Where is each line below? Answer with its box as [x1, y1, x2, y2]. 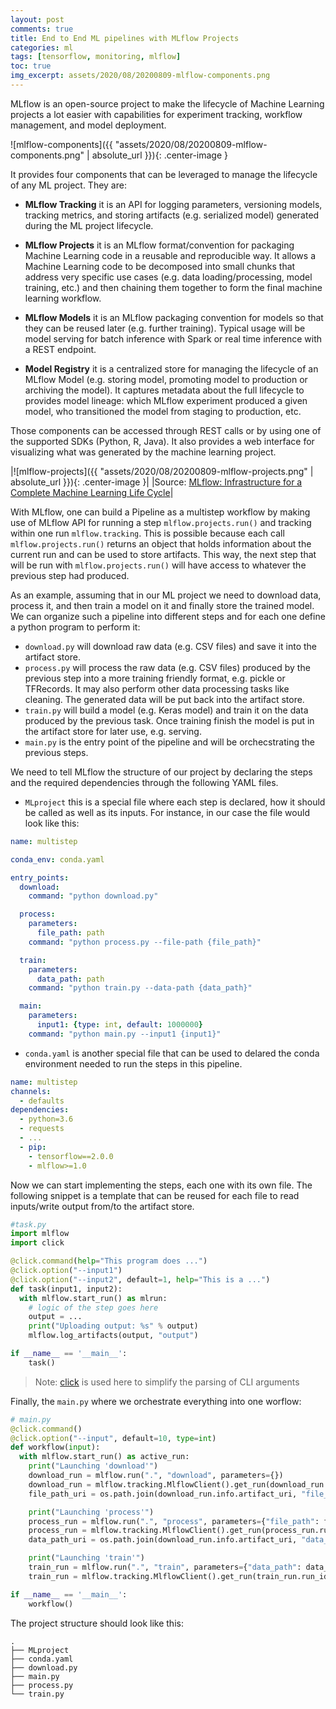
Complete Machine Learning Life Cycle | [10, 486, 174, 498]
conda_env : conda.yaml [10, 854, 105, 865]
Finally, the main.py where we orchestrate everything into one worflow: [10, 1395, 302, 1407]
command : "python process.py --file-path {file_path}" [28, 937, 262, 947]
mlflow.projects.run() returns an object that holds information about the [10, 537, 312, 550]
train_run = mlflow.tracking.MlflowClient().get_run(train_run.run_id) [28, 1571, 333, 1581]
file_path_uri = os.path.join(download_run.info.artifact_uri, [28, 1489, 298, 1499]
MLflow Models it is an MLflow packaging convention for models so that [24, 311, 324, 323]
